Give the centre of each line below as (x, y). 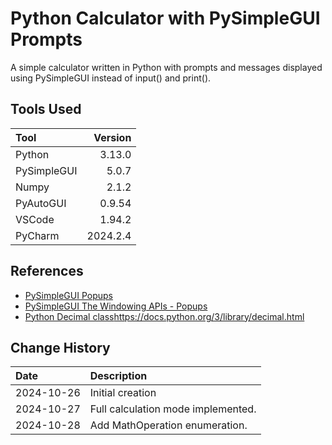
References (47, 271)
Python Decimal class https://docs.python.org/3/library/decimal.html (164, 316)
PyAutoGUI (41, 203)
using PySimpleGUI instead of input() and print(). (111, 78)
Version (112, 137)
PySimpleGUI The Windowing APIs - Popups (116, 306)
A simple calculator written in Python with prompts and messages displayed (166, 67)
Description (118, 376)
